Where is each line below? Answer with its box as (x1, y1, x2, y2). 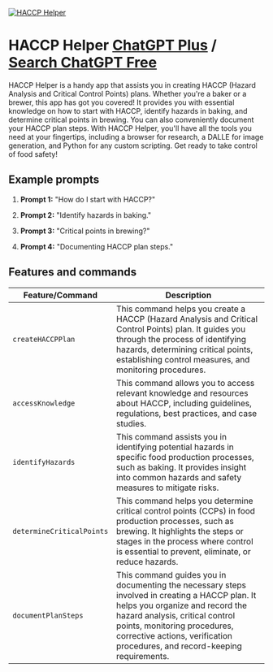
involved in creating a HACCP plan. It (116, 589, 257, 600)
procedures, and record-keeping (116, 640, 242, 652)
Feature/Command (23, 289, 98, 301)
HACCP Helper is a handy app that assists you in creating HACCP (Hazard (8, 80, 256, 89)
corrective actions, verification (116, 630, 233, 641)
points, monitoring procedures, (116, 620, 234, 631)
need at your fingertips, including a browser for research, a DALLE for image (8, 132, 264, 141)
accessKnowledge (12, 398, 76, 408)
